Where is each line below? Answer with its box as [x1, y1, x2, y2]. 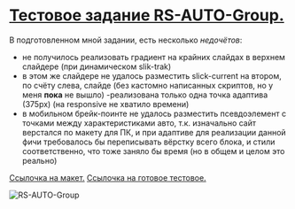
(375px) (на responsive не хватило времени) [21, 98, 190, 109]
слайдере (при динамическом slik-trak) [21, 61, 172, 72]
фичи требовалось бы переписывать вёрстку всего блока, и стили [21, 136, 276, 147]
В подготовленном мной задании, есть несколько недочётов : [9, 35, 243, 45]
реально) [21, 155, 58, 166]
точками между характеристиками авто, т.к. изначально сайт [21, 117, 257, 128]
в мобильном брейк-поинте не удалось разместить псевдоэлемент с [21, 108, 286, 119]
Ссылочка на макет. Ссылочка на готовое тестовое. [9, 172, 206, 182]
